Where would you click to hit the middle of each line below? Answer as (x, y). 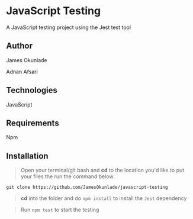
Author (19, 46)
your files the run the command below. (67, 176)
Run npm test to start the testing (60, 210)
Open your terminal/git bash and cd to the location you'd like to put (102, 170)
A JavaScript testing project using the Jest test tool (69, 27)
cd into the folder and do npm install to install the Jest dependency (104, 198)
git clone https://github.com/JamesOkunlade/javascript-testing (87, 188)
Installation (27, 156)
